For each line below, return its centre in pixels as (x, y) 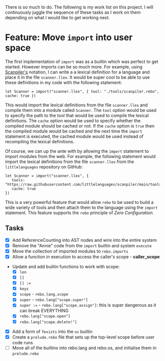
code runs (23, 342)
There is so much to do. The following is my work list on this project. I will (79, 7)
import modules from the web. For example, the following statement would (80, 156)
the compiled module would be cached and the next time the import (74, 131)
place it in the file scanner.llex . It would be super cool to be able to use (77, 77)
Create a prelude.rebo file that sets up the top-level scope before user (83, 337)
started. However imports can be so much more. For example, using (74, 66)
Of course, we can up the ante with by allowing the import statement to (77, 151)
